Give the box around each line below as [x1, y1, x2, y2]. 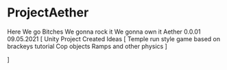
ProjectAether [7, 5, 89, 21]
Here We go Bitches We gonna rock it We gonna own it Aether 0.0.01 [7, 27, 201, 36]
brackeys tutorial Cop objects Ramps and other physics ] [7, 42, 168, 50]
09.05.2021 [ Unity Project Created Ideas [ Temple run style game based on [7, 34, 221, 43]
